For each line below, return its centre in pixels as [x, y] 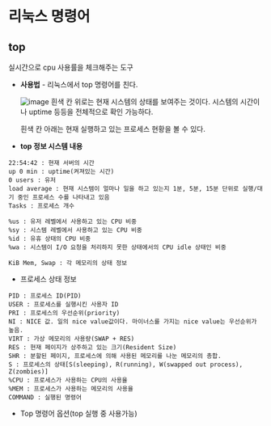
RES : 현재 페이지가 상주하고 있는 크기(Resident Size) [93, 348]
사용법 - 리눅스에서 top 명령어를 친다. [79, 84]
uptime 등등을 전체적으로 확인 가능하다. [91, 112]
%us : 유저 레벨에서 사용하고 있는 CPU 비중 [73, 221]
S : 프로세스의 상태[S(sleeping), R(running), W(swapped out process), [126, 365]
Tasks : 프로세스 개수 [42, 206]
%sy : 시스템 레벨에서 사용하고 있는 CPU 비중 [76, 230]
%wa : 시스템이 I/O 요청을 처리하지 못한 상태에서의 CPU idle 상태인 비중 [117, 247]
